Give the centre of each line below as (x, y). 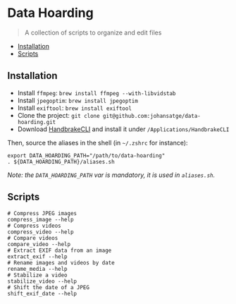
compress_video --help (41, 232)
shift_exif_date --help (42, 293)
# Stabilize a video (38, 275)
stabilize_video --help (42, 281)
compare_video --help (39, 244)
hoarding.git (37, 122)
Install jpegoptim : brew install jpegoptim (78, 100)
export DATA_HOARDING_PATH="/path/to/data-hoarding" (86, 156)
